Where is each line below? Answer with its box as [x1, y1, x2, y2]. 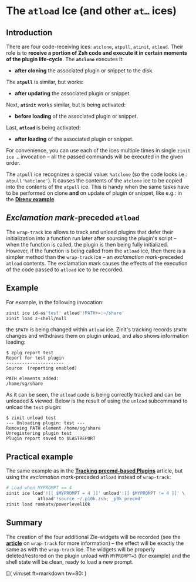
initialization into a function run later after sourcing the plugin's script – [6, 234, 177, 242]
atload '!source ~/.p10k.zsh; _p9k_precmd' [37, 495, 143, 501]
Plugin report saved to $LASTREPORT [6, 435, 96, 442]
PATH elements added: [6, 375, 59, 382]
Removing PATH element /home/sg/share [6, 425, 101, 431]
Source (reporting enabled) [6, 365, 77, 371]
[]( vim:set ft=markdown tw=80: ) [6, 570, 87, 577]
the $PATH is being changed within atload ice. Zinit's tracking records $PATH [6, 326, 187, 333]
